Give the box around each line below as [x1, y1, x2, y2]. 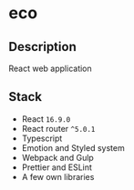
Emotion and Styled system [21, 142, 125, 153]
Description [8, 39, 77, 55]
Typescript [21, 133, 63, 144]
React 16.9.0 [21, 113, 71, 125]
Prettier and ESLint [21, 162, 93, 173]
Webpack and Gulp [21, 152, 95, 163]
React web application [8, 63, 92, 74]
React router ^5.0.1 [21, 123, 96, 134]
